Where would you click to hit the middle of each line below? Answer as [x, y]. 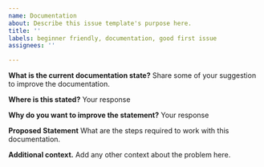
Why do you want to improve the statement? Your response [109, 115]
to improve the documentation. [59, 84]
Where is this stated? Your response [69, 100]
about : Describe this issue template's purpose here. [100, 23]
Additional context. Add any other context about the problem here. [120, 155]
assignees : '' [32, 46]
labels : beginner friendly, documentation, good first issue [113, 38]
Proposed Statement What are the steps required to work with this [119, 131]
